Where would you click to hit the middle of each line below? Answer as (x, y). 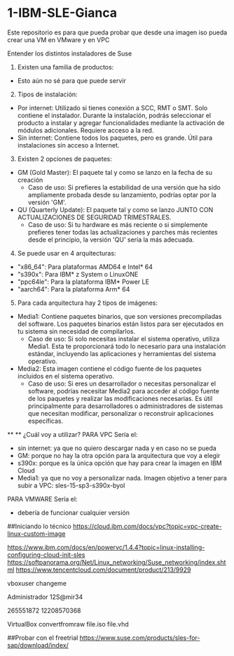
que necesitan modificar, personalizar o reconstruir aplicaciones (121, 413)
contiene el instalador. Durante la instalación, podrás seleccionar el (114, 115)
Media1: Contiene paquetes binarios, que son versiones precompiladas (119, 316)
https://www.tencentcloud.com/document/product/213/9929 (103, 570)
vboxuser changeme (37, 583)
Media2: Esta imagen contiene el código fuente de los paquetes (109, 368)
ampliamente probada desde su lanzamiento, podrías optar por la (122, 195)
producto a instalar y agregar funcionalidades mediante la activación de (121, 123)
